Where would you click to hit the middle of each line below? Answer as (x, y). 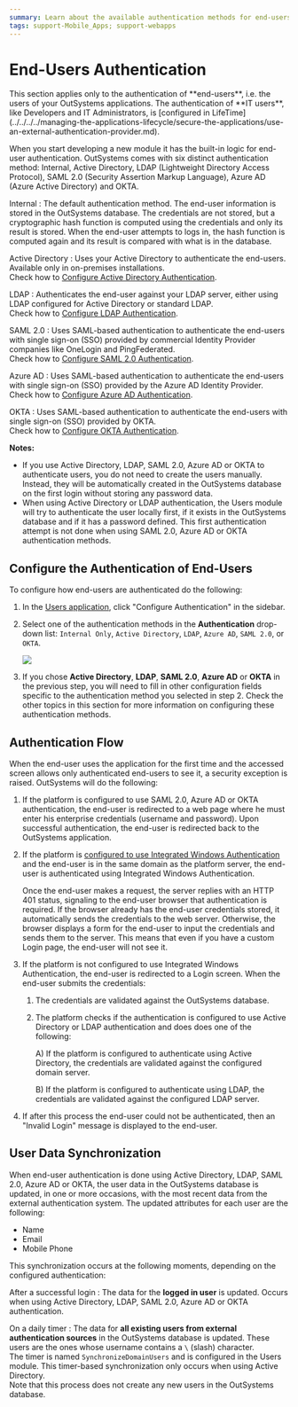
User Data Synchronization (85, 1153)
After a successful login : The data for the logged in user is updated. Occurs (149, 1292)
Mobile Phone (47, 1248)
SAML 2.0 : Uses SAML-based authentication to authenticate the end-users (147, 331)
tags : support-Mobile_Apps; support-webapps (93, 26)
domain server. (63, 1073)
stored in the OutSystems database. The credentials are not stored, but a (142, 213)
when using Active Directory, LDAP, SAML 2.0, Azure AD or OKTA (129, 1301)
